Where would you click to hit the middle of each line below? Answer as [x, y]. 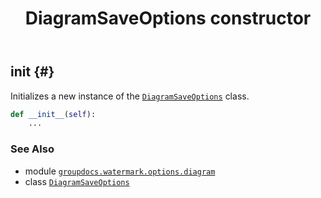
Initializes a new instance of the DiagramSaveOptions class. [130, 96]
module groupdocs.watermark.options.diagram [120, 171]
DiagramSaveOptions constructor [168, 18]
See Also [32, 149]
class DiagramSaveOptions [77, 181]
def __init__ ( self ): [53, 114]
